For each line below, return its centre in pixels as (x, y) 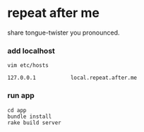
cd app (17, 110)
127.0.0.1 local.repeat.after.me (72, 78)
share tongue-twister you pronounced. (64, 32)
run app (21, 95)
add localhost (31, 51)
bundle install (30, 116)
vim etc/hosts (28, 66)
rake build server (34, 122)
